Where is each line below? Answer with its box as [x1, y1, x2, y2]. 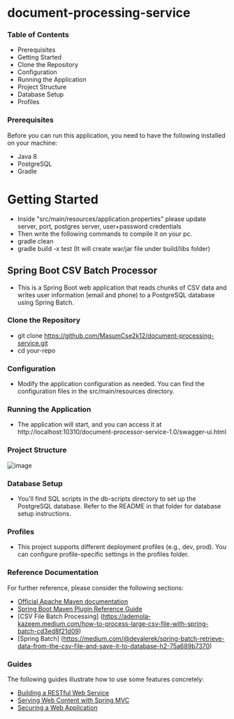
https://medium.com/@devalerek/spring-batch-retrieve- [62, 634, 225, 643]
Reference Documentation [7, 568, 99, 578]
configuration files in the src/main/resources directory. [17, 387, 175, 396]
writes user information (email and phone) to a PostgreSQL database [17, 290, 215, 299]
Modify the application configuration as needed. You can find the [17, 380, 205, 388]
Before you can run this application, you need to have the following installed [7, 131, 226, 139]
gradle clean [17, 236, 54, 245]
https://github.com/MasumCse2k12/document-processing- [44, 331, 214, 340]
